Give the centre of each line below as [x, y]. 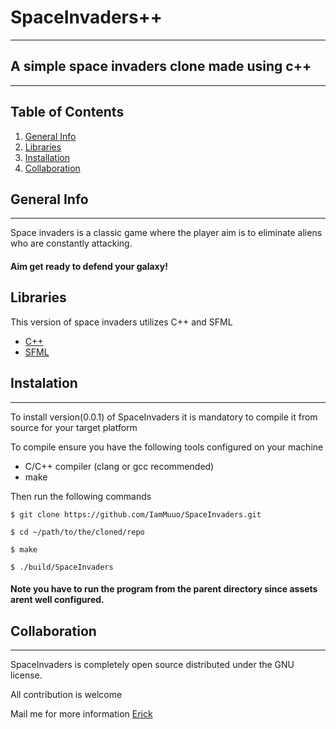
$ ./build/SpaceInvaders [62, 567]
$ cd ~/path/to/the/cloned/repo [77, 532]
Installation [47, 157]
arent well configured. [57, 600]
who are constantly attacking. [71, 243]
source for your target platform [74, 427]
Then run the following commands [81, 496]
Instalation [44, 383]
